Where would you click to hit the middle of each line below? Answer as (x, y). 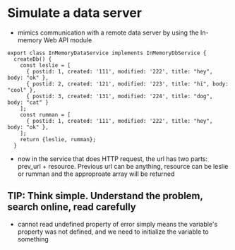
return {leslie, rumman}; (58, 139)
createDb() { (33, 59)
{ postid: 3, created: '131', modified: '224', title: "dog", (119, 96)
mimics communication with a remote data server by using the (108, 32)
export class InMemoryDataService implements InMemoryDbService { (107, 53)
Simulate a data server (75, 13)
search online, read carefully (72, 207)
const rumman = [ (46, 114)
